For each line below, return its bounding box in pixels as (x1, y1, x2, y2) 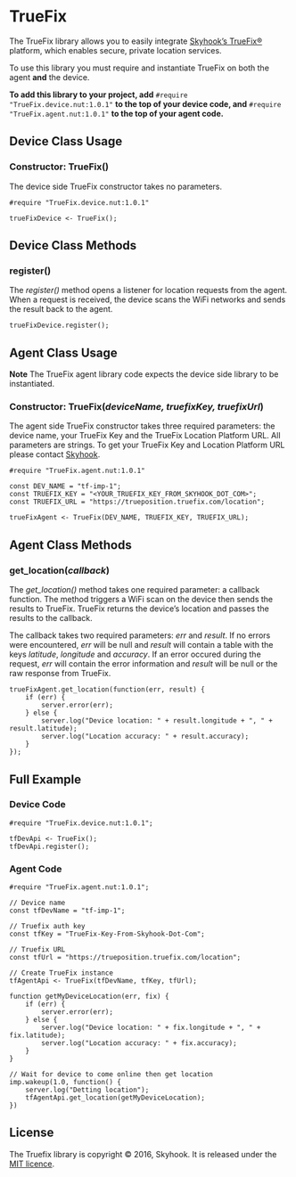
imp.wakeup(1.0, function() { (9, 1078, 122, 1087)
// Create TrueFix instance (9, 969, 114, 977)
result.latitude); (9, 724, 78, 733)
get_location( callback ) (9, 564, 110, 576)
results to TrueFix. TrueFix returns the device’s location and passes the (9, 603, 269, 614)
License (9, 1125, 54, 1140)
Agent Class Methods (9, 537, 132, 552)
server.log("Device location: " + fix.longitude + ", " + (41, 1023, 261, 1033)
